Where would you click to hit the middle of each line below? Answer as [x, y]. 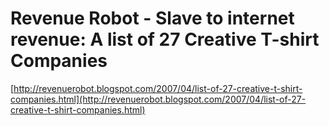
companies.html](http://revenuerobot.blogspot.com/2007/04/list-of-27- [158, 99]
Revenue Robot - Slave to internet [152, 18]
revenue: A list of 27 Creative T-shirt [165, 39]
